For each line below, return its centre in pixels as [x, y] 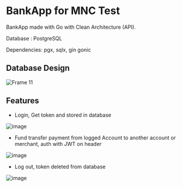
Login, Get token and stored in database [63, 115]
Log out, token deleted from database [60, 166]
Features [23, 101]
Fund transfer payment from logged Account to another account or [95, 137]
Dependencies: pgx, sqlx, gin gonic [49, 50]
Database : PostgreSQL [34, 38]
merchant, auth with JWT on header [58, 144]
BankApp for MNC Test [63, 11]
